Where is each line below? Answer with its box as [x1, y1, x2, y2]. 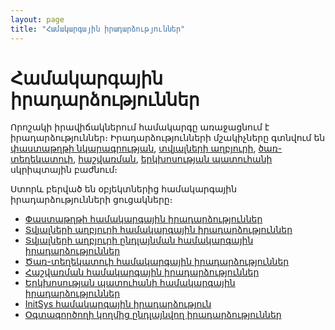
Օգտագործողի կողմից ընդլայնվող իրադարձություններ [24, 309, 282, 321]
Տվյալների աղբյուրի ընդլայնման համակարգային [24, 234, 254, 246]
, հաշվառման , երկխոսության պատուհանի [73, 153, 273, 165]
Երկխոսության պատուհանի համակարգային [24, 277, 236, 289]
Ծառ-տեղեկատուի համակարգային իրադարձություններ [24, 256, 290, 268]
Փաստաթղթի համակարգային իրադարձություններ [24, 213, 263, 225]
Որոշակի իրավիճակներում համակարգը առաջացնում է [10, 121, 270, 133]
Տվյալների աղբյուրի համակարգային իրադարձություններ [24, 224, 293, 236]
